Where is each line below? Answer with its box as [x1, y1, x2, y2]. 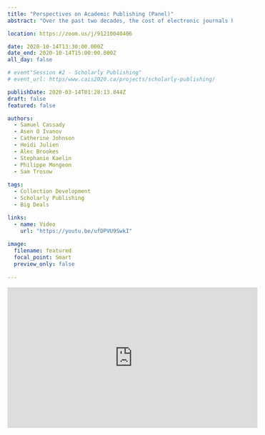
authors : [7, 115, 34, 122]
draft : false [7, 95, 46, 102]
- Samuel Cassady [14, 121, 66, 129]
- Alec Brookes [14, 148, 59, 155]
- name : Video [14, 221, 56, 228]
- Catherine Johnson [14, 135, 75, 142]
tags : [7, 181, 24, 189]
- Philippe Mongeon [14, 161, 72, 169]
